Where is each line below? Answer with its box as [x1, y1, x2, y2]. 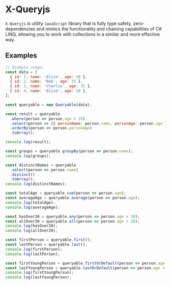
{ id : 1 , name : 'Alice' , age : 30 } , [10, 74, 88, 79]
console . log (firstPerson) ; [5, 246, 63, 252]
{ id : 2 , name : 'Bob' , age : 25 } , [10, 79, 83, 84]
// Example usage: [5, 65, 44, 70]
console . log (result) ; [5, 140, 51, 145]
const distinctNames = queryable [5, 163, 76, 168]
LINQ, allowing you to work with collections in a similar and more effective [5, 31, 160, 37]
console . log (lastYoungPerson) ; [5, 275, 72, 280]
